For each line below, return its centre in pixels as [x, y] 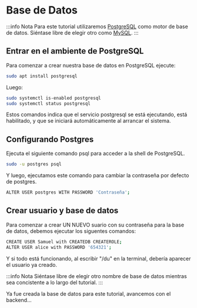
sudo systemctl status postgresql [49, 103]
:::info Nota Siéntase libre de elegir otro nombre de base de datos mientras [96, 276]
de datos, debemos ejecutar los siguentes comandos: [71, 231]
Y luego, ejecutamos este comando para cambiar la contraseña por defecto [98, 175]
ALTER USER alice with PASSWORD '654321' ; [59, 247]
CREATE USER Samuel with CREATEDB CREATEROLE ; [64, 242]
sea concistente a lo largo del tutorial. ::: [54, 282]
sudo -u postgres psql [34, 164]
